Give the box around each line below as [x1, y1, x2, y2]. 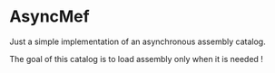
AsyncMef [9, 6, 90, 27]
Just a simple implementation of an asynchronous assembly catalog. [9, 36, 266, 47]
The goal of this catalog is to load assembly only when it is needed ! [9, 53, 263, 64]
